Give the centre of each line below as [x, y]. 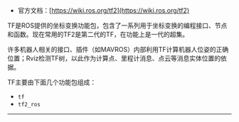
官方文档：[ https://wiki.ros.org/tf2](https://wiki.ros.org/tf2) [103, 10]
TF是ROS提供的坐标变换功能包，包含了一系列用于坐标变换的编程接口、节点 [117, 26]
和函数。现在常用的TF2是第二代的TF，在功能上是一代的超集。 [98, 34]
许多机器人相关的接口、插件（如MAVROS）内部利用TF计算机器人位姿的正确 [118, 49]
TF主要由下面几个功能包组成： [52, 82]
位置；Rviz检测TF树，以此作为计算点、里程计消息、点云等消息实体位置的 [114, 58]
